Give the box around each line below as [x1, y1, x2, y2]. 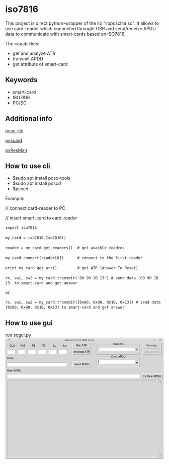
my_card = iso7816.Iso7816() [5, 236, 66, 241]
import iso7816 [5, 225, 37, 230]
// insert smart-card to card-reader [5, 215, 77, 221]
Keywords [5, 75, 38, 84]
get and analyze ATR [12, 50, 56, 56]
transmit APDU [12, 55, 44, 61]
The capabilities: [5, 40, 40, 46]
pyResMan [5, 147, 28, 153]
